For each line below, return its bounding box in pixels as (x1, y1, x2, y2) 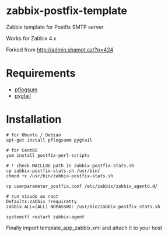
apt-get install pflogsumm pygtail (6, 137, 93, 143)
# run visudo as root (6, 193, 59, 200)
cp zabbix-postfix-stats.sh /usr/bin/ (6, 168, 100, 174)
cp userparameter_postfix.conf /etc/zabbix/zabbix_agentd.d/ (6, 183, 158, 189)
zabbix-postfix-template (6, 4, 127, 18)
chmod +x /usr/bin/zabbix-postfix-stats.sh (6, 173, 114, 179)
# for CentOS (6, 147, 38, 153)
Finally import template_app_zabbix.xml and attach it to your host (6, 224, 162, 231)
